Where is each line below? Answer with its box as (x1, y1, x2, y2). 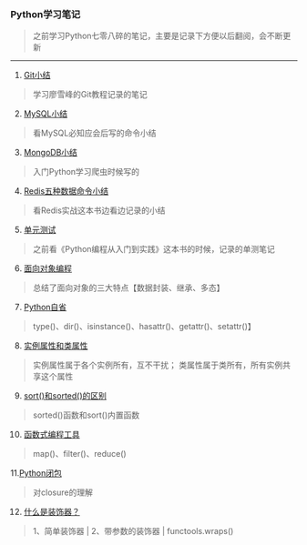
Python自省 (23, 302, 67, 313)
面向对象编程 (23, 263, 72, 274)
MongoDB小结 (23, 147, 78, 158)
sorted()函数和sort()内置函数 (32, 409, 140, 420)
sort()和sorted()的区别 (23, 390, 107, 401)
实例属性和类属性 (23, 340, 88, 351)
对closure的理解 (32, 487, 94, 498)
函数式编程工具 (23, 429, 80, 440)
